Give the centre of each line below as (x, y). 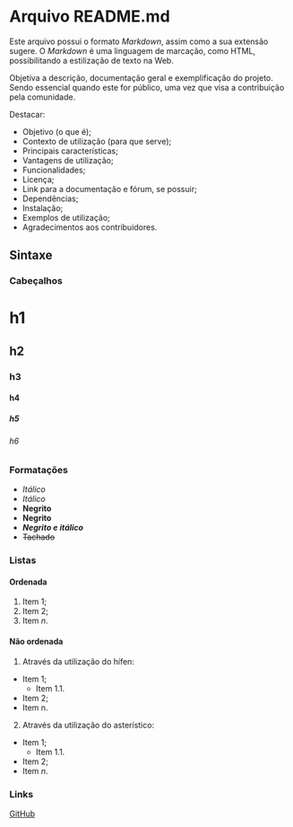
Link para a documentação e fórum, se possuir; (109, 189)
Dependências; (50, 198)
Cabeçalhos (36, 281)
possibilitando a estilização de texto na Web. (92, 60)
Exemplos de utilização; (66, 217)
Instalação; (43, 207)
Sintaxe (31, 255)
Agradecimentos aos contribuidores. (90, 227)
